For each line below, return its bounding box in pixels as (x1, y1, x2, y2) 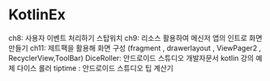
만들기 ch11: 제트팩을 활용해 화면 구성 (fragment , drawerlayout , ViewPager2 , (8, 43, 262, 53)
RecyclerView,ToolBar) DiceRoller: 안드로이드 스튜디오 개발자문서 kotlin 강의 (8, 53, 254, 63)
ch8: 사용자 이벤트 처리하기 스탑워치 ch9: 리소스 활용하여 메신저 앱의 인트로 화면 (8, 33, 263, 43)
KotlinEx (8, 6, 66, 24)
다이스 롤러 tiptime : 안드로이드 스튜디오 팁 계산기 (16, 63, 174, 73)
